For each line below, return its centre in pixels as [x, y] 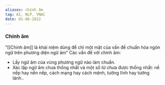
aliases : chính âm [24, 10]
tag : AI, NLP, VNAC [25, 14]
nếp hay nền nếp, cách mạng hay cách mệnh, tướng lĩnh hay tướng [81, 73]
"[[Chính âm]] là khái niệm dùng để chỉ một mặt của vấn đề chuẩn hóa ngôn [83, 47]
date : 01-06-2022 [23, 19]
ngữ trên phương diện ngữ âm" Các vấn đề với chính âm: [63, 52]
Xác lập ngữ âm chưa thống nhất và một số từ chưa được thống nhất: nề [86, 67]
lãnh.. [18, 78]
